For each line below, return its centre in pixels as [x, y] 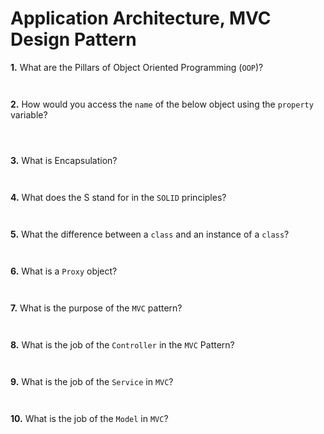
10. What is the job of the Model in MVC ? [89, 418]
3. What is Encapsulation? [64, 160]
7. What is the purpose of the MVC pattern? [96, 308]
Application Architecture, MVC [141, 18]
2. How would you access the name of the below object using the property [162, 104]
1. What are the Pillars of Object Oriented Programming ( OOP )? [137, 67]
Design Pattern [73, 39]
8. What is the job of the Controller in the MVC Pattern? [122, 344]
